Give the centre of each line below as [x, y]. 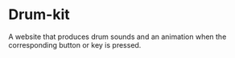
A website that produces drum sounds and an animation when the [117, 37]
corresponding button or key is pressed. [75, 44]
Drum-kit [39, 15]
